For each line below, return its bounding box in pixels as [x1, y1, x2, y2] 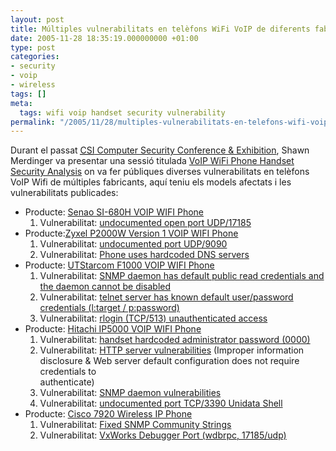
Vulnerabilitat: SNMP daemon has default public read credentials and [39, 270, 325, 282]
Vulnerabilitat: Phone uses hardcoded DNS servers [39, 249, 250, 261]
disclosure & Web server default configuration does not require [39, 355, 300, 367]
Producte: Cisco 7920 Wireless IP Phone [24, 408, 193, 420]
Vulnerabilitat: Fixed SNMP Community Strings [39, 419, 232, 431]
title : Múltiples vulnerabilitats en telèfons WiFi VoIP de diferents [10, 24, 311, 34]
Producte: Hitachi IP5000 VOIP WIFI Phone [24, 323, 202, 335]
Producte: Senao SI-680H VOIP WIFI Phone [24, 206, 205, 218]
